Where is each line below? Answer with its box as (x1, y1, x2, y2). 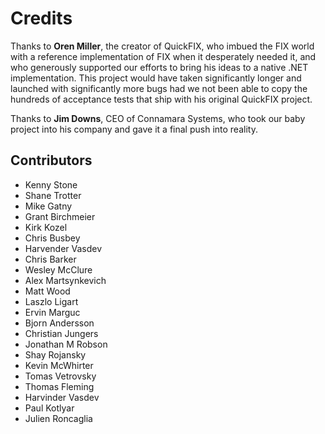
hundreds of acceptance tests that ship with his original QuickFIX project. (10, 93, 313, 105)
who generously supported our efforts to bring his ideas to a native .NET (10, 61, 309, 73)
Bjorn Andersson (24, 317, 95, 329)
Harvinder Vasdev (24, 391, 100, 403)
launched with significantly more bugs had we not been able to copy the (10, 82, 308, 94)
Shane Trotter (24, 189, 82, 201)
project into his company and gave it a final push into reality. (10, 123, 258, 135)
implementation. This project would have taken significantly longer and (10, 72, 302, 84)
